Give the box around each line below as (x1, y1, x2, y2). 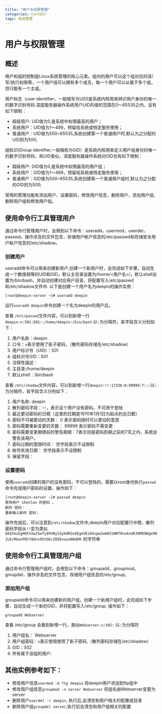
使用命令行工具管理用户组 (5, 552, 81, 560)
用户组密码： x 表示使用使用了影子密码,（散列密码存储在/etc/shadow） (12, 638, 151, 644)
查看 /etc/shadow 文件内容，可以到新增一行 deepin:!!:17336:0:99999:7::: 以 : (5, 382, 157, 388)
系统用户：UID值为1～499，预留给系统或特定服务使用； (12, 125, 123, 131)
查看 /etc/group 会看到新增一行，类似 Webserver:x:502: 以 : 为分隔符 (5, 622, 139, 628)
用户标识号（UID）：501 (12, 347, 59, 353)
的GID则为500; (12, 182, 42, 188)
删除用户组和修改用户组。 (5, 198, 56, 204)
